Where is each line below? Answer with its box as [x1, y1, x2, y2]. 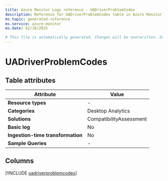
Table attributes [5, 76, 56, 85]
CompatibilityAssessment [87, 116, 147, 122]
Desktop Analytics [87, 108, 130, 114]
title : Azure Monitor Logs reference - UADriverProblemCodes [5, 7, 135, 12]
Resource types [7, 99, 46, 106]
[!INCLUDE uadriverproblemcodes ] [5, 170, 77, 176]
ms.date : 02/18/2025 [5, 26, 48, 31]
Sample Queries [7, 140, 46, 147]
